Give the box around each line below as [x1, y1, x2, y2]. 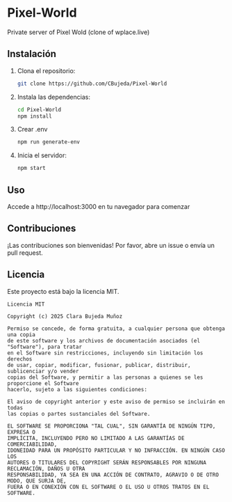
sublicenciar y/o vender [7, 368, 79, 375]
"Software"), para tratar [7, 343, 82, 350]
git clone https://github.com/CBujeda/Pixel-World [17, 80, 167, 87]
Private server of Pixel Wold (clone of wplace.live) [7, 28, 150, 36]
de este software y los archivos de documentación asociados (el [7, 337, 200, 344]
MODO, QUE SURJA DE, [7, 477, 67, 485]
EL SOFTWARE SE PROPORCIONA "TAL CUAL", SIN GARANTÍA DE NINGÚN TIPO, [7, 423, 216, 430]
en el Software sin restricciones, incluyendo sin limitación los [7, 350, 204, 356]
